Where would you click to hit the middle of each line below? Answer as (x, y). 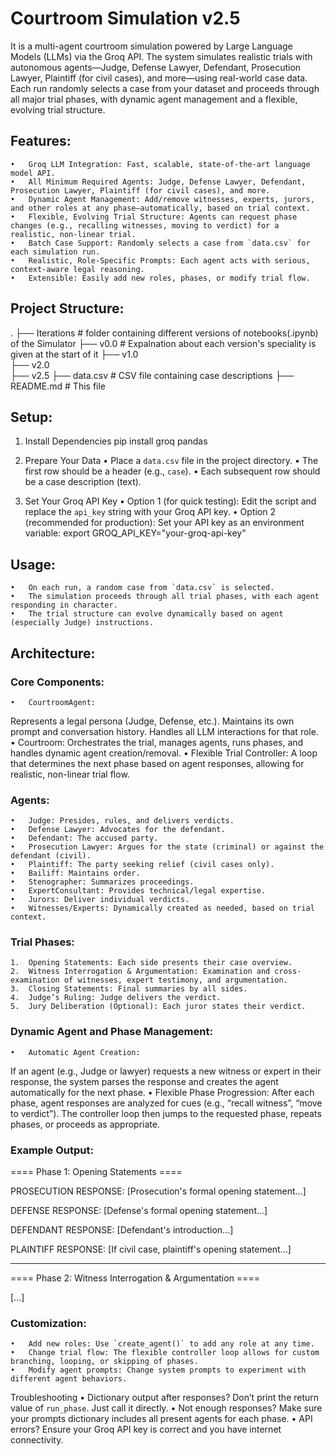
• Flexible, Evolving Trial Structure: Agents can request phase (154, 217)
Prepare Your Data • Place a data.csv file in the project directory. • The (171, 461)
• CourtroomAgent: (53, 702)
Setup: (31, 417)
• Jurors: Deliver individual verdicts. (100, 900)
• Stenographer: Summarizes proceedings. (102, 882)
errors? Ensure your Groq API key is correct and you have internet (146, 1429)
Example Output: (52, 1150)
